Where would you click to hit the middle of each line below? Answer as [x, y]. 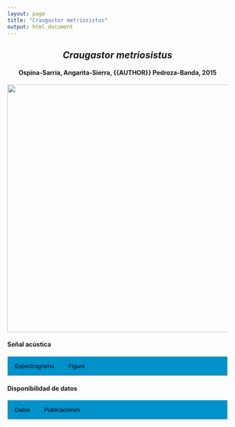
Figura [77, 367]
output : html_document [40, 27]
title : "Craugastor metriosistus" [58, 20]
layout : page [26, 14]
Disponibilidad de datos [42, 388]
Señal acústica [29, 345]
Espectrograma [35, 367]
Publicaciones [62, 410]
